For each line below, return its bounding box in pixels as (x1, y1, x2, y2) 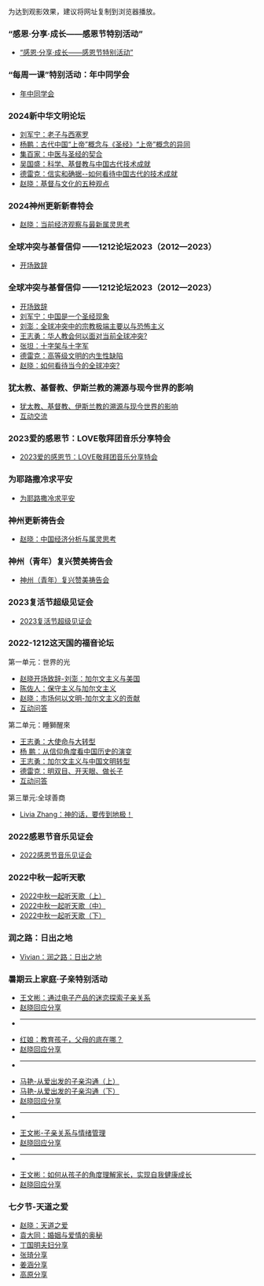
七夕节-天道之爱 (8, 1201, 69, 1212)
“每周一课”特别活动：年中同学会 (8, 69, 130, 80)
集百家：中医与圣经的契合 (19, 149, 103, 159)
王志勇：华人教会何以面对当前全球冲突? (19, 331, 148, 341)
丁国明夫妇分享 (19, 1240, 68, 1250)
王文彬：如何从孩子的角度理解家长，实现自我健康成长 (19, 1170, 192, 1180)
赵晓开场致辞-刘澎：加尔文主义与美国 (19, 673, 141, 683)
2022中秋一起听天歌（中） (19, 901, 106, 911)
